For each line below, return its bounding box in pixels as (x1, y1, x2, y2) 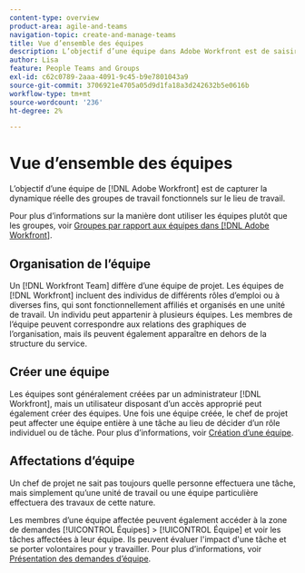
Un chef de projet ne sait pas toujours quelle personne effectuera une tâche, (9, 478, 296, 489)
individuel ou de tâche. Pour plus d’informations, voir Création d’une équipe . (9, 427, 294, 438)
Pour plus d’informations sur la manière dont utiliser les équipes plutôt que (9, 211, 288, 222)
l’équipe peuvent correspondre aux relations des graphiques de (9, 319, 247, 330)
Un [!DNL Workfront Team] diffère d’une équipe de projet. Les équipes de (9, 281, 284, 291)
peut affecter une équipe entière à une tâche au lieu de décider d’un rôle (9, 417, 280, 428)
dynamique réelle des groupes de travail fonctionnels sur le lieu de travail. (9, 193, 286, 204)
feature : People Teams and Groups (9, 64, 141, 74)
